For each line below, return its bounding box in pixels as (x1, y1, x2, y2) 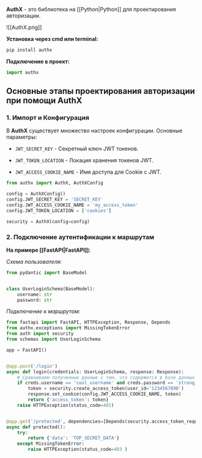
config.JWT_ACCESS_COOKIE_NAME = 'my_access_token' (6, 202, 138, 209)
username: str (17, 292, 52, 298)
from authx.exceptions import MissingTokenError (6, 325, 130, 331)
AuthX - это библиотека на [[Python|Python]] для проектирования (6, 6, 176, 13)
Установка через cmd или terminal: (6, 35, 99, 42)
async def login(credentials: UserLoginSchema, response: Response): (6, 368, 185, 375)
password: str (17, 297, 52, 303)
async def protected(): (6, 424, 66, 430)
